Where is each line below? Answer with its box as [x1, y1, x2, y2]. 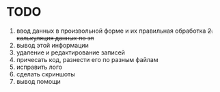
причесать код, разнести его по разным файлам [16, 55, 159, 63]
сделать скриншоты [16, 70, 76, 78]
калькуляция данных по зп [16, 33, 94, 42]
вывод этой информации [16, 41, 90, 49]
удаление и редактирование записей [16, 48, 126, 57]
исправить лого [16, 63, 63, 71]
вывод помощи [16, 77, 61, 85]
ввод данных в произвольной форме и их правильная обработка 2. [16, 27, 213, 35]
